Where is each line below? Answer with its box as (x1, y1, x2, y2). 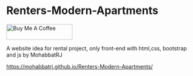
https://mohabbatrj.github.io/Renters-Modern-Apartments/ (6, 63, 153, 70)
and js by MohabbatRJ (6, 51, 63, 58)
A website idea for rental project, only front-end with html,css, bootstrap (6, 44, 187, 52)
